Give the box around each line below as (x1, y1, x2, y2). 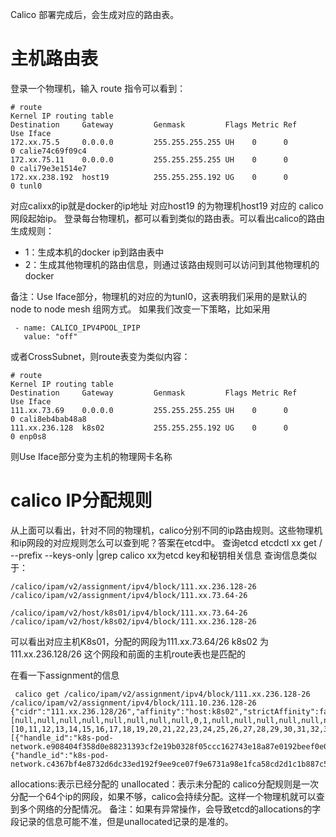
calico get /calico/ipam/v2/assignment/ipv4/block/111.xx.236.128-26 (14, 689, 311, 699)
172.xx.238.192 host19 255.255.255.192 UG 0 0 (10, 172, 288, 182)
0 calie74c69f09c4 (10, 146, 87, 156)
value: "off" (23, 331, 78, 342)
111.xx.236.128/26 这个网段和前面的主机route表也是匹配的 (10, 648, 247, 660)
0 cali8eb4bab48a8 (10, 414, 87, 424)
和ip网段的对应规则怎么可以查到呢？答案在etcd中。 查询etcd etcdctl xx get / (10, 536, 323, 548)
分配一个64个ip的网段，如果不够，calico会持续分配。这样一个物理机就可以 (10, 790, 317, 802)
